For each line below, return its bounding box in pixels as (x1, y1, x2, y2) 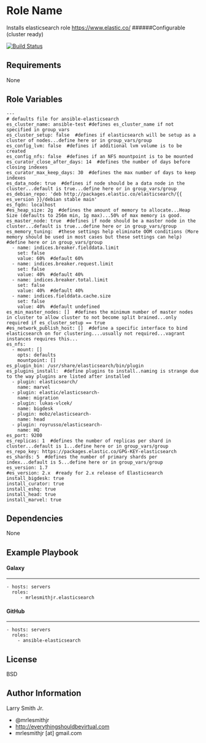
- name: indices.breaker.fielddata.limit (12, 245, 120, 251)
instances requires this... (6, 335, 78, 342)
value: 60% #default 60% (17, 255, 84, 261)
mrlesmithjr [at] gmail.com (15, 729, 82, 736)
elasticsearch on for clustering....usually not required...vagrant (6, 330, 185, 337)
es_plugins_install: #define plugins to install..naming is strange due (6, 368, 199, 374)
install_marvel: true (6, 497, 62, 503)
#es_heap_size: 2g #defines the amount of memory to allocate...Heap (6, 207, 191, 213)
